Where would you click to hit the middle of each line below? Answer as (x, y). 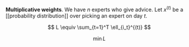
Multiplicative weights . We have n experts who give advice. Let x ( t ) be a (94, 9)
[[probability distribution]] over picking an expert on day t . (77, 16)
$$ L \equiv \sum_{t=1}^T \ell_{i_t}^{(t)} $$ (99, 27)
